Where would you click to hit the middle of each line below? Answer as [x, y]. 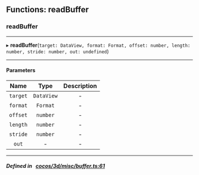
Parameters [21, 70]
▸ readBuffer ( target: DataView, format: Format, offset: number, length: [98, 45]
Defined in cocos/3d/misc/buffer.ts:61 [56, 166]
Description [80, 86]
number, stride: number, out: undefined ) [58, 51]
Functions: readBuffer [47, 10]
